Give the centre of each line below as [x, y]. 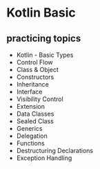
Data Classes [35, 114]
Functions [31, 143]
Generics [29, 128]
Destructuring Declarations [55, 151]
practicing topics [44, 38]
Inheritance [33, 84]
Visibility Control [40, 99]
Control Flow [34, 62]
